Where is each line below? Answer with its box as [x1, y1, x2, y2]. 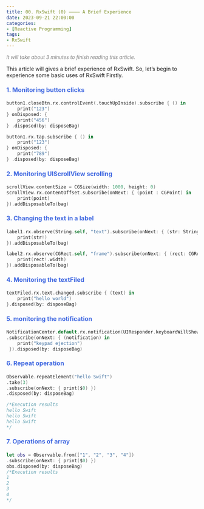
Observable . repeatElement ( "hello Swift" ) [6, 374, 113, 380]
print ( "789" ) [17, 151, 50, 157]
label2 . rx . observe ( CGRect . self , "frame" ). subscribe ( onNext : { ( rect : [6, 251, 186, 257]
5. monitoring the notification [6, 314, 93, 323]
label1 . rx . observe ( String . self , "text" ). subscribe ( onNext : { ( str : [6, 228, 181, 234]
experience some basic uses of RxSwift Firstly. [6, 72, 123, 79]
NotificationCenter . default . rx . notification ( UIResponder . [6, 329, 156, 335]
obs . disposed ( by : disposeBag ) [6, 463, 83, 470]
